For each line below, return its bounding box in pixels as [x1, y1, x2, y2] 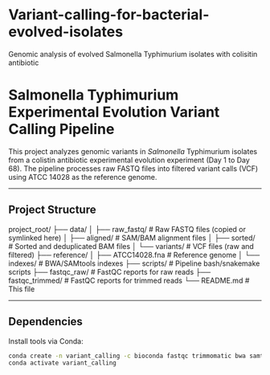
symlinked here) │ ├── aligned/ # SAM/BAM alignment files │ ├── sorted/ [8, 233, 256, 243]
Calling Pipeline [8, 120, 115, 138]
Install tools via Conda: [8, 336, 84, 346]
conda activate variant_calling [8, 359, 117, 367]
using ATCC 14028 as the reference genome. [8, 172, 157, 181]
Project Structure [8, 203, 96, 217]
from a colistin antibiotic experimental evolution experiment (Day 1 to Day [8, 155, 251, 165]
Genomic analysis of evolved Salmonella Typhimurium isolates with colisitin [8, 49, 258, 59]
